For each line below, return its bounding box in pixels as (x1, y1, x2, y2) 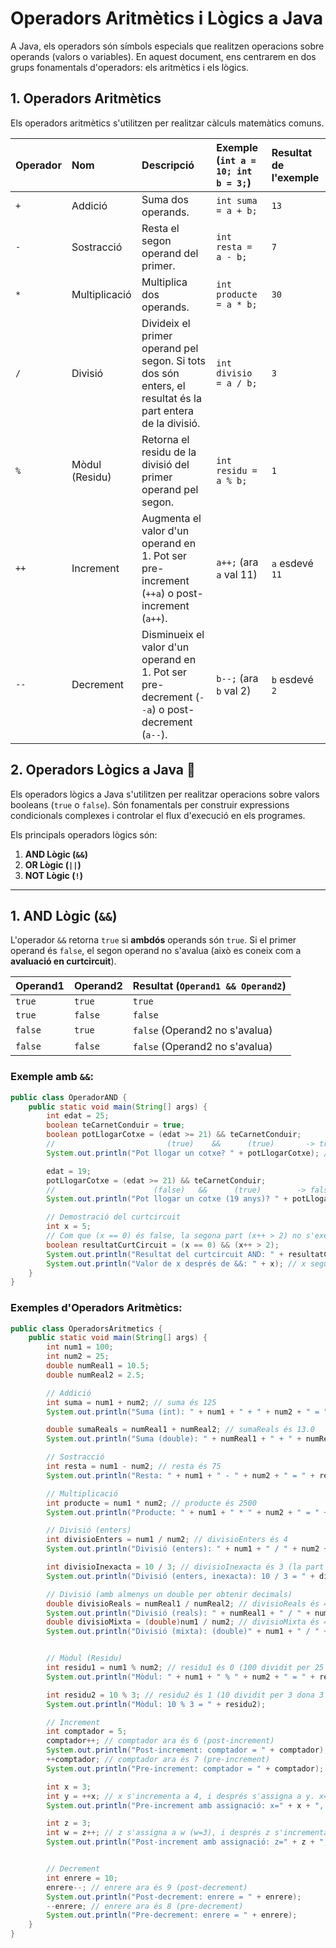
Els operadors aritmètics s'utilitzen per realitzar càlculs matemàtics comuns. (10, 117, 325, 129)
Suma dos (141, 192, 189, 206)
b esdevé (271, 672, 314, 686)
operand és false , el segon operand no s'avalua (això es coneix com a (10, 945, 302, 957)
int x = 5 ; (46, 1222, 92, 1232)
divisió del (141, 457, 190, 471)
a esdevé (271, 556, 314, 570)
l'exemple (271, 170, 320, 184)
